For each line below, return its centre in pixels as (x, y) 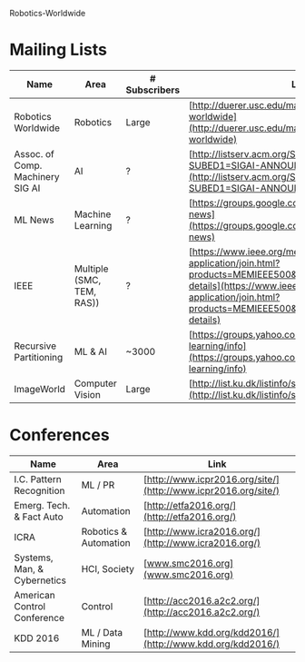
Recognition (39, 490)
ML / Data (102, 632)
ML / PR (98, 485)
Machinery (37, 176)
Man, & (29, 568)
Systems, (34, 558)
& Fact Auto (39, 517)
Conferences (60, 435)
